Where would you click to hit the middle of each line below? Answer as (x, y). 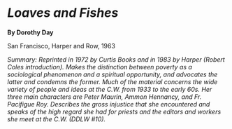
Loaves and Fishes (63, 13)
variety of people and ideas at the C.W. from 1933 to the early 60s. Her (110, 89)
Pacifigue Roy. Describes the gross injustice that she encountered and (109, 104)
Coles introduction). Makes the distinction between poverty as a (100, 67)
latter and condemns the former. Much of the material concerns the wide (113, 81)
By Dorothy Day (30, 32)
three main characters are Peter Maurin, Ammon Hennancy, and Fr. (104, 97)
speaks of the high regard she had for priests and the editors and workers (114, 111)
